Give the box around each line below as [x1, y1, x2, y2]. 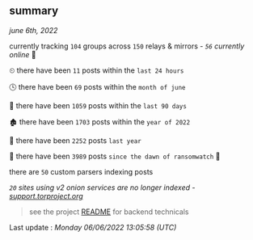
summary [9, 4, 59, 18]
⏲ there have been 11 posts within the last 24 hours [9, 65, 184, 75]
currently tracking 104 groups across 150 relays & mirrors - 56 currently [9, 41, 245, 51]
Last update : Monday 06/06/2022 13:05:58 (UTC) [9, 222, 177, 232]
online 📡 [9, 49, 36, 59]
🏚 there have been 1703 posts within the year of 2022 [9, 116, 191, 126]
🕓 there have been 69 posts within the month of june [9, 82, 186, 91]
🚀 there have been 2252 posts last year [9, 135, 142, 145]
